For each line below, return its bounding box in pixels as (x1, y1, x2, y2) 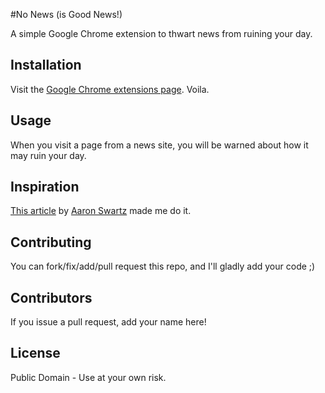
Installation (10, 57, 82, 74)
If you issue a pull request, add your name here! (10, 316, 207, 328)
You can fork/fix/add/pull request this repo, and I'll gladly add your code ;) (10, 260, 316, 273)
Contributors (10, 289, 93, 306)
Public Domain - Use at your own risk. (10, 371, 167, 383)
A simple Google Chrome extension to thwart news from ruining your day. (10, 28, 313, 39)
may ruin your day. (10, 149, 87, 161)
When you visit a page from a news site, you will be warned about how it (10, 139, 309, 151)
